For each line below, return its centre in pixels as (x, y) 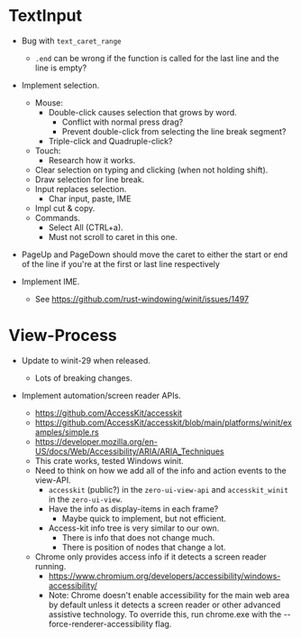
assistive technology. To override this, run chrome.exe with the (165, 614)
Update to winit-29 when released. (86, 360)
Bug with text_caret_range (71, 41)
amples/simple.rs (67, 432)
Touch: (48, 151)
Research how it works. (92, 160)
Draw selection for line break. (90, 179)
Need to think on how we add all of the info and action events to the (160, 470)
